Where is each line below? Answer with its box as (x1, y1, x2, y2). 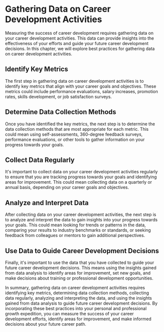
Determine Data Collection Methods (5, 108, 116, 116)
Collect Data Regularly (5, 156, 75, 164)
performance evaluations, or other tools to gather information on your (5, 136, 145, 142)
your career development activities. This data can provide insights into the (5, 35, 154, 41)
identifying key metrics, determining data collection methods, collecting (5, 290, 149, 296)
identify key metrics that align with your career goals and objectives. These (5, 83, 156, 89)
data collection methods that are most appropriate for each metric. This (5, 126, 149, 132)
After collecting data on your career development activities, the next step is (5, 212, 156, 217)
